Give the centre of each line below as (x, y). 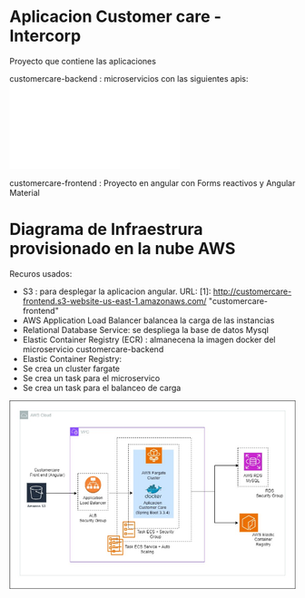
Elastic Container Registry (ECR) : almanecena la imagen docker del (149, 339)
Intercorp (45, 36)
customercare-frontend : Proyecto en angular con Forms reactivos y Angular (152, 182)
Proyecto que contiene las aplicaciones (83, 61)
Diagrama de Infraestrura (106, 230)
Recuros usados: (41, 273)
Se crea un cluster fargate (71, 368)
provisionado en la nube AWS (123, 249)
